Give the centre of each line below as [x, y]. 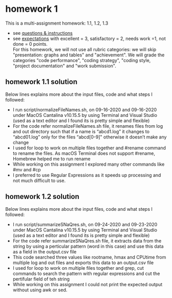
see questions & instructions [42, 33]
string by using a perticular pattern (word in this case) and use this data [88, 246]
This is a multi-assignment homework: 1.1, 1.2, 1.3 [57, 23]
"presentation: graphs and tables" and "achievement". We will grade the [89, 55]
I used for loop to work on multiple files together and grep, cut [78, 268]
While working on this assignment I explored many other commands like [89, 164]
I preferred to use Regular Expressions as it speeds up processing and [87, 175]
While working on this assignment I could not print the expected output [88, 284]
